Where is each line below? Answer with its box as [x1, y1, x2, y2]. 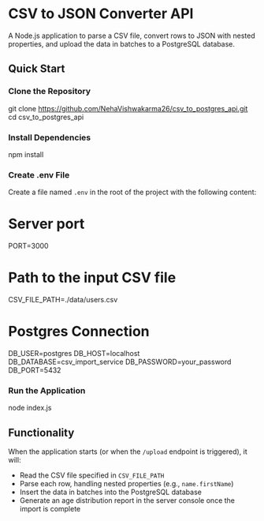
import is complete [19, 504, 81, 514]
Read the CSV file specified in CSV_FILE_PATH [19, 470, 165, 480]
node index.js [8, 403, 52, 413]
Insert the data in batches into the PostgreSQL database [19, 487, 203, 497]
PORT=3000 [8, 242, 49, 251]
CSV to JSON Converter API [8, 5, 194, 23]
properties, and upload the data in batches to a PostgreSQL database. [8, 39, 235, 48]
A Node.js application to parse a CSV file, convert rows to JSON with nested [8, 31, 255, 40]
